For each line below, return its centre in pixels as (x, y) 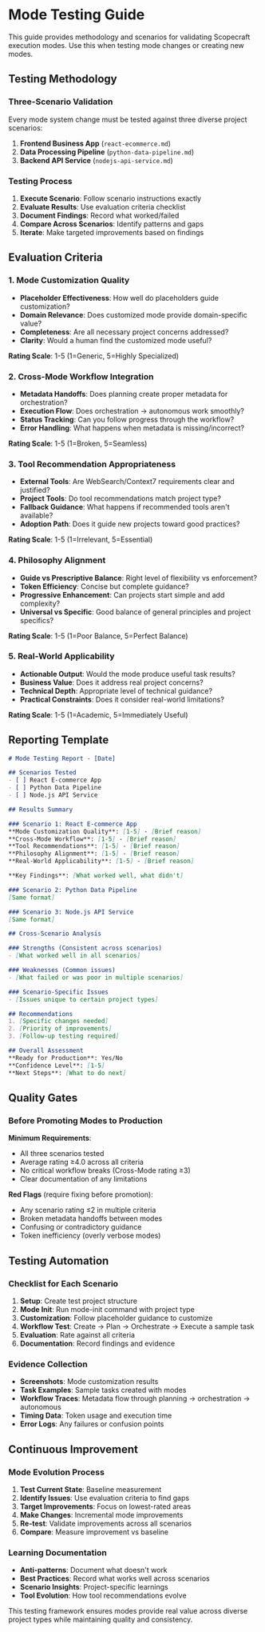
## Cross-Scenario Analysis (55, 934)
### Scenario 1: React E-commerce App (73, 824)
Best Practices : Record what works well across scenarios (115, 1578)
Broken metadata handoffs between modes (91, 1218)
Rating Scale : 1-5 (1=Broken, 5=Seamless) (78, 443)
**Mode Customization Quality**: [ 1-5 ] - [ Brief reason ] (105, 831)
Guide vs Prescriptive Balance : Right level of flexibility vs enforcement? (138, 578)
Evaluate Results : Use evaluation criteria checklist (103, 206)
